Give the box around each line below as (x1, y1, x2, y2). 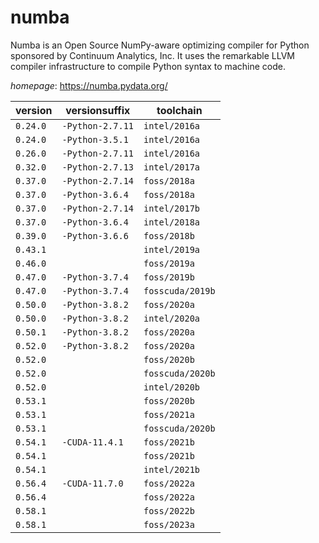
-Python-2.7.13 (61, 161, 134, 173)
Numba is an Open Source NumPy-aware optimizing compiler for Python (10, 39, 310, 51)
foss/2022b (143, 505, 195, 516)
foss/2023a (143, 519, 195, 530)
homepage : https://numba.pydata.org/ (10, 79, 168, 91)
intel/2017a (143, 161, 201, 173)
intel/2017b (143, 202, 201, 214)
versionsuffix (65, 103, 131, 117)
